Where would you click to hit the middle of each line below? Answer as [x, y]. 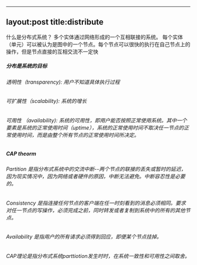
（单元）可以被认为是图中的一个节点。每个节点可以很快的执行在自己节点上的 [98, 44]
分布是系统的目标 [27, 66]
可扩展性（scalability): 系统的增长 [46, 101]
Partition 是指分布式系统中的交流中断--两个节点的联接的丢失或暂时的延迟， [96, 169]
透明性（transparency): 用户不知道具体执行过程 [63, 82]
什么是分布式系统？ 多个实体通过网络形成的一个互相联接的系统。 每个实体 [94, 37]
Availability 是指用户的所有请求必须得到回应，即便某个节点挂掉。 [84, 237]
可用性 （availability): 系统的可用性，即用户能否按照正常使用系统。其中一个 [96, 120]
